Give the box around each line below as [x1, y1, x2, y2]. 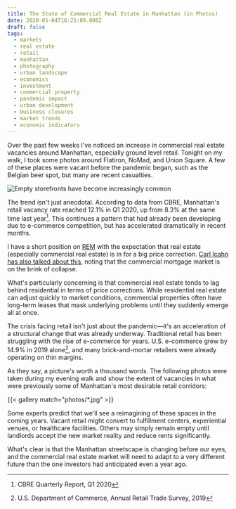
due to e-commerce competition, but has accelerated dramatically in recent [7, 221, 226, 230]
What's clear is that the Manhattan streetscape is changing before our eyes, [7, 444, 227, 453]
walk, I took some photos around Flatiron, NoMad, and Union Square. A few [7, 155, 225, 164]
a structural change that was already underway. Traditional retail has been [7, 330, 222, 338]
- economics [13, 75, 49, 83]
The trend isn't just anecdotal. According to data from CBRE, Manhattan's [7, 198, 220, 206]
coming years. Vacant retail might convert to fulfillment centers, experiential [7, 416, 227, 425]
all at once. [7, 309, 39, 317]
